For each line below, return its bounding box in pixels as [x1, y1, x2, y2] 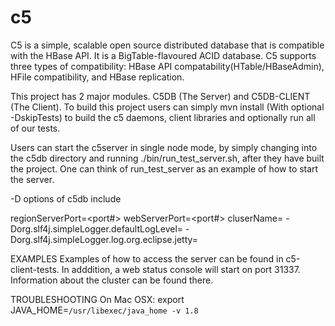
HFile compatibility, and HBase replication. [10, 71, 185, 83]
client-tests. [10, 263, 60, 275]
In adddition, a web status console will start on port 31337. [61, 263, 301, 275]
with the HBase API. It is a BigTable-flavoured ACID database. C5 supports [10, 49, 317, 61]
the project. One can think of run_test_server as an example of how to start [10, 162, 319, 175]
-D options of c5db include [10, 192, 122, 205]
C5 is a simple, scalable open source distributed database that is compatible [10, 39, 325, 51]
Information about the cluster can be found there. [10, 274, 214, 286]
